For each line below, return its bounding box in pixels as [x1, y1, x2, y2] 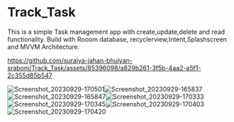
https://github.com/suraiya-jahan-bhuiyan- [7, 56, 133, 64]
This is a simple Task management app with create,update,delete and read [7, 28, 225, 36]
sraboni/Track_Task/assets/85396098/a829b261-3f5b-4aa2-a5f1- [7, 63, 201, 72]
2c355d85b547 [7, 71, 53, 80]
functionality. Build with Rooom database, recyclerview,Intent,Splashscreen [7, 35, 227, 43]
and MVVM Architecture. [7, 42, 80, 51]
